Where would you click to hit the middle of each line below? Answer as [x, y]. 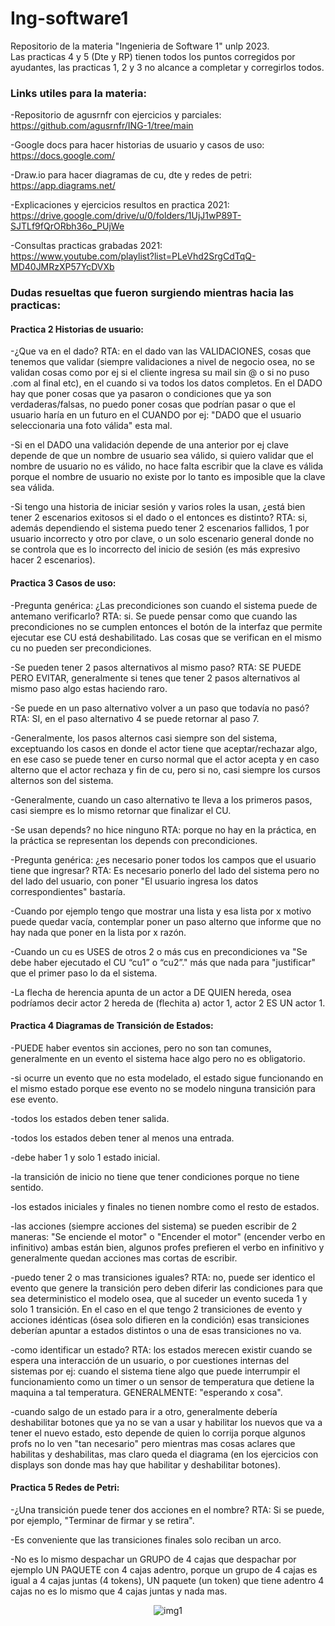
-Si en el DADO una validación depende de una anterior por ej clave [149, 445]
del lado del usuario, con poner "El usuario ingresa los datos [134, 881]
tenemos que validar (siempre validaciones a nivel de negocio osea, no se [162, 362]
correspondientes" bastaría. [68, 891]
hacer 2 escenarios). [53, 560]
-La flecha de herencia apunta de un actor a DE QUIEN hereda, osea [151, 992]
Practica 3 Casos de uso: [63, 583]
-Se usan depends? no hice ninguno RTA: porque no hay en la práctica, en [163, 829]
